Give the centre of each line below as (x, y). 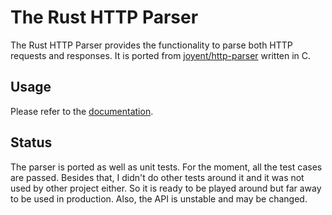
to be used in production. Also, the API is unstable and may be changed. (159, 198)
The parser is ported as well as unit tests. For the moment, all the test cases (166, 167)
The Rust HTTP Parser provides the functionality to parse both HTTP (151, 45)
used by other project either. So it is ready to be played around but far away (166, 188)
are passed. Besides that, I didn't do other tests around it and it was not (157, 177)
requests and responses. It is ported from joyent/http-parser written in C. (161, 55)
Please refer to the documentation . (82, 111)
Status (31, 142)
